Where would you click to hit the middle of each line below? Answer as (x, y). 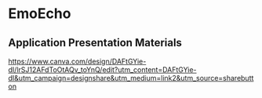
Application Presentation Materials (95, 43)
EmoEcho (40, 14)
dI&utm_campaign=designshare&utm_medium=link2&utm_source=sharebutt (131, 78)
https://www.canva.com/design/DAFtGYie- (77, 61)
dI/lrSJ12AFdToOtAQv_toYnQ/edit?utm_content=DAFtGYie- (103, 70)
